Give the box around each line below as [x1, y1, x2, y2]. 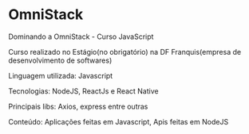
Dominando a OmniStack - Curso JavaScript [8, 32, 154, 41]
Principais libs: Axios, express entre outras [8, 101, 148, 111]
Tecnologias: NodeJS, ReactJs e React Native [8, 86, 159, 96]
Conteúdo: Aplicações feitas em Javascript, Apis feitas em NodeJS [8, 117, 229, 126]
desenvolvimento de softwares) [8, 56, 113, 65]
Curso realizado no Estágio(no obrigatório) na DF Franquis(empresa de [8, 47, 242, 56]
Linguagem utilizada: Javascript [8, 71, 113, 80]
